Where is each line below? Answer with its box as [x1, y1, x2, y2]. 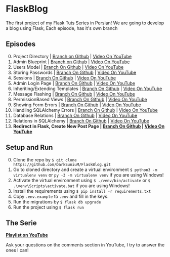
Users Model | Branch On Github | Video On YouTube [13, 64, 124, 70]
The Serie [6, 219, 37, 227]
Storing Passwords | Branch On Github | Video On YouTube [13, 69, 137, 75]
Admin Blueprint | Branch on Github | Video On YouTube [13, 59, 130, 65]
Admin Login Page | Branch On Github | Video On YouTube [13, 80, 136, 86]
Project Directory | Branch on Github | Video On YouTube [13, 53, 132, 59]
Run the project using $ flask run [13, 204, 84, 210]
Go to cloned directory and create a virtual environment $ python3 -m [13, 166, 157, 173]
